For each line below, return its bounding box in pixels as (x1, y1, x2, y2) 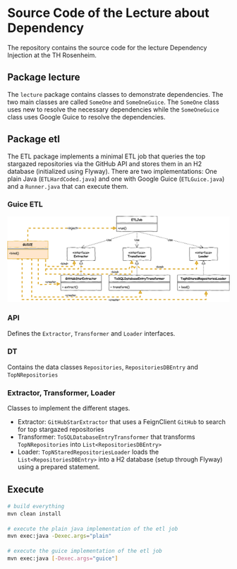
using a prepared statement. (17, 463, 100, 471)
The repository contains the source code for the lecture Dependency (7, 43, 207, 52)
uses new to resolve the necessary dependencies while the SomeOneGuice (7, 105, 220, 114)
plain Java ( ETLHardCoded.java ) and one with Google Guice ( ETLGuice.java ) (7, 175, 225, 183)
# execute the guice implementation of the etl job (7, 548, 162, 555)
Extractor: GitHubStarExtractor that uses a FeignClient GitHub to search (17, 418, 226, 426)
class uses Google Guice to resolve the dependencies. (7, 112, 166, 121)
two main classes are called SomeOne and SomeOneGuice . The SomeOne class (7, 98, 220, 106)
